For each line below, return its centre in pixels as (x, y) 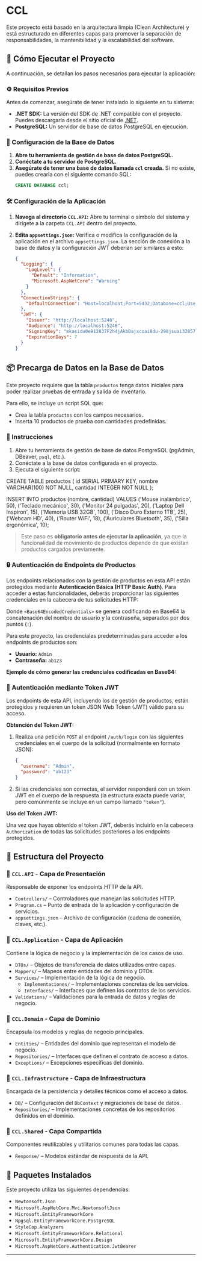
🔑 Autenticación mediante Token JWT (63, 687)
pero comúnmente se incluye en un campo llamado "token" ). (90, 802)
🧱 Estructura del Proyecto (55, 857)
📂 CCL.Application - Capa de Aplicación (65, 940)
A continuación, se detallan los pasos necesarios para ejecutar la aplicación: (101, 73)
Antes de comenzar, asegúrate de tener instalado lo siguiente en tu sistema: (100, 102)
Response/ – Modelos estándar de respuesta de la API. (82, 1156)
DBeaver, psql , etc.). (40, 456)
